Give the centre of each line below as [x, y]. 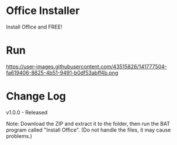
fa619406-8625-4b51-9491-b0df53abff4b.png [62, 72]
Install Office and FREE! [34, 27]
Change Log [36, 96]
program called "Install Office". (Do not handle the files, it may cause [88, 130]
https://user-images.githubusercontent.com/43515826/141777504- [87, 66]
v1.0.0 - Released [27, 112]
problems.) [19, 136]
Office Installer [43, 11]
